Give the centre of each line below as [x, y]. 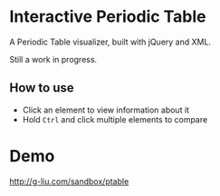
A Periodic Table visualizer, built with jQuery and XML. [110, 42]
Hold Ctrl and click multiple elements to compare [115, 119]
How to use [42, 88]
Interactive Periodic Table [108, 17]
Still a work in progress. [53, 59]
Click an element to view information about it [106, 110]
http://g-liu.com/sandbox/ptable [69, 181]
